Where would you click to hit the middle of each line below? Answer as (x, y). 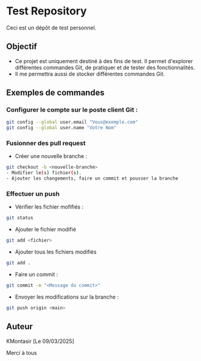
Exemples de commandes (55, 93)
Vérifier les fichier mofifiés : (49, 207)
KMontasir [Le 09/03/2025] (40, 341)
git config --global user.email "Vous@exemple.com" (72, 122)
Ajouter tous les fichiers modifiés (56, 252)
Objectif (22, 47)
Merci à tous (22, 353)
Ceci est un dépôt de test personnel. (51, 28)
